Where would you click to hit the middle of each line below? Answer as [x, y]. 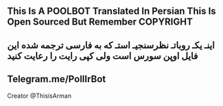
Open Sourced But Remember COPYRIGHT [100, 22]
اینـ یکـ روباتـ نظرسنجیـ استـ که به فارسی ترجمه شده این [111, 45]
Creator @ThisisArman [39, 96]
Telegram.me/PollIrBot [57, 79]
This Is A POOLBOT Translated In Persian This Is [111, 11]
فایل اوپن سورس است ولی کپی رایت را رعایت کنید [103, 56]
